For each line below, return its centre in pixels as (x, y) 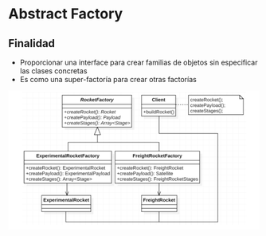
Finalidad (32, 43)
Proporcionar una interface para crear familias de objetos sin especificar (139, 62)
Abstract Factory (66, 14)
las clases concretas (53, 71)
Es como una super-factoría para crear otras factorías (108, 79)
